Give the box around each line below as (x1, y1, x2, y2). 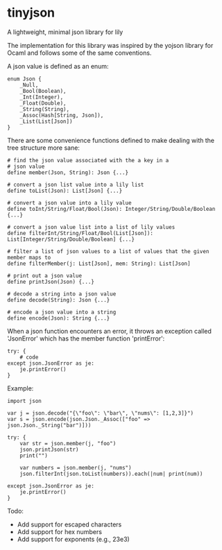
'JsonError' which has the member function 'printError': (7, 334, 165, 343)
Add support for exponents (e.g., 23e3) (17, 535, 130, 543)
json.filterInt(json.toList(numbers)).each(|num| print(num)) (19, 470, 203, 477)
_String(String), (19, 105, 70, 112)
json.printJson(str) (19, 446, 79, 453)
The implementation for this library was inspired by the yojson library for (7, 41, 214, 49)
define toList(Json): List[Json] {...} (7, 187, 123, 194)
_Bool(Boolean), (19, 87, 67, 94)
